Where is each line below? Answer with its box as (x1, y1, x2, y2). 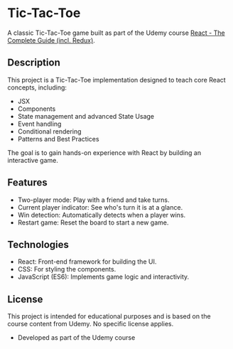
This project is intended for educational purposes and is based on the (7, 312, 211, 321)
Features (7, 176, 48, 189)
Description (7, 57, 60, 69)
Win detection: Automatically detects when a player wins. (17, 210, 186, 219)
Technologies (7, 238, 70, 250)
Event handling (17, 119, 62, 128)
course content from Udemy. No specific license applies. (7, 320, 174, 328)
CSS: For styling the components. (17, 265, 116, 274)
